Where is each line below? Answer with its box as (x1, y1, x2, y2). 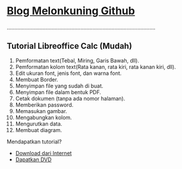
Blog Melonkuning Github (7, 4, 136, 18)
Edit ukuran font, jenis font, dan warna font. (15, 70, 122, 77)
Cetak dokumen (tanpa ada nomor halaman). (15, 95, 125, 102)
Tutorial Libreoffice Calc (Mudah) (7, 41, 133, 51)
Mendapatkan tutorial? (7, 138, 62, 145)
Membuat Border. (15, 76, 58, 83)
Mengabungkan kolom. (15, 114, 72, 121)
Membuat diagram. (15, 126, 62, 133)
